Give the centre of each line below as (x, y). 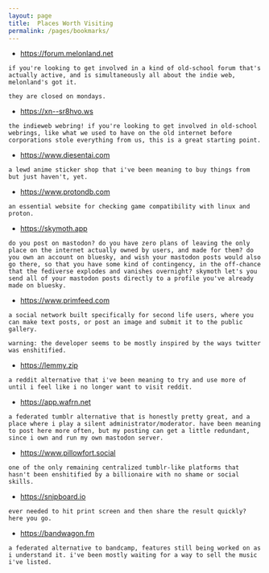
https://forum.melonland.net (66, 54)
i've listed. (30, 563)
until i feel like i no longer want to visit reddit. (101, 387)
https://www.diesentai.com (65, 155)
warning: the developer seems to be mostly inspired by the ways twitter (135, 344)
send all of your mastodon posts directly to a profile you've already (131, 278)
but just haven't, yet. (48, 177)
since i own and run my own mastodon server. (86, 438)
